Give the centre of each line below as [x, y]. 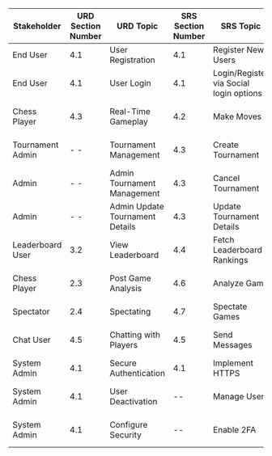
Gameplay [128, 122]
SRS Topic [241, 26]
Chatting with [134, 335]
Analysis [125, 288]
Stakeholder [37, 26]
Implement [233, 363]
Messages [233, 345]
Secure [123, 363]
